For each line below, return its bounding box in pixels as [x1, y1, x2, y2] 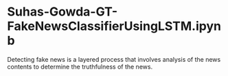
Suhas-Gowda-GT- [7, 4, 118, 20]
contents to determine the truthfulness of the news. [7, 62, 153, 71]
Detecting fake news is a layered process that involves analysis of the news [7, 55, 221, 63]
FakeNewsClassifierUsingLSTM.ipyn [7, 18, 222, 34]
